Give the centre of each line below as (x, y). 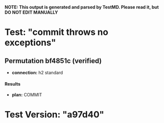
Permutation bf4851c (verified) (53, 61)
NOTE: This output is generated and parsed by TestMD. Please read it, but (82, 7)
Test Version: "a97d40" (54, 115)
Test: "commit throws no (57, 32)
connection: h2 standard (37, 73)
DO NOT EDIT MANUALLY (31, 12)
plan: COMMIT (27, 95)
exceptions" (30, 43)
